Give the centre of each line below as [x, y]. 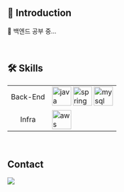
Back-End [28, 97]
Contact [26, 165]
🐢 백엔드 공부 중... [32, 31]
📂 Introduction [40, 13]
